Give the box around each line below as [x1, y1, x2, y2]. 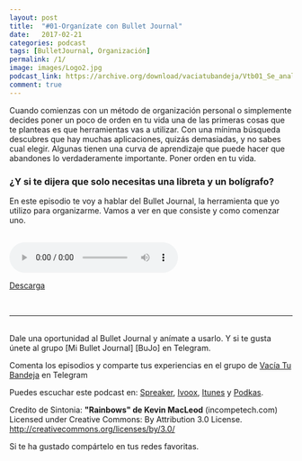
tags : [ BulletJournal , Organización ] [9, 47, 151, 56]
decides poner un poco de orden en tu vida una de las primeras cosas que [9, 114, 286, 125]
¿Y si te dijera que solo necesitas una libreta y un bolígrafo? [9, 175, 274, 187]
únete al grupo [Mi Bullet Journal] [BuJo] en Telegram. [9, 342, 211, 353]
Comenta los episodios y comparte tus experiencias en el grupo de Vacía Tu [9, 359, 292, 370]
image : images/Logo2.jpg [9, 64, 102, 73]
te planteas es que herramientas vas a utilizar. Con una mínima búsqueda [9, 123, 281, 135]
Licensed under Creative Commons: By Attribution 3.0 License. [9, 413, 243, 424]
